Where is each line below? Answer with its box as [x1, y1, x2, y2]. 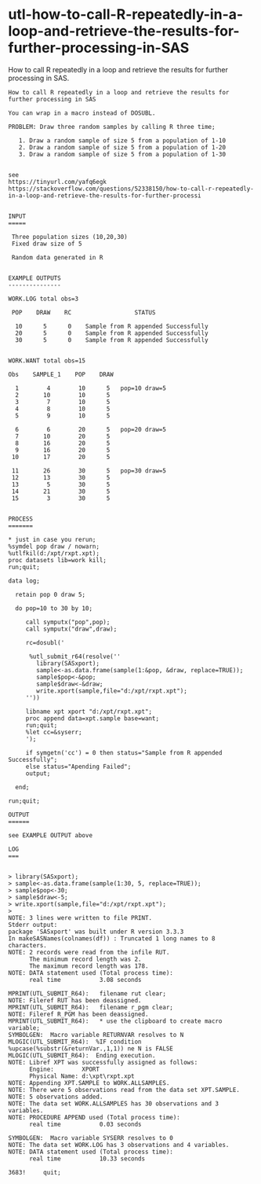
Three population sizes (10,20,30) [11, 233, 128, 241]
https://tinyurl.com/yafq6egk [8, 178, 107, 186]
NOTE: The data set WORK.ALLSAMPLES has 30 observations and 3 [8, 1099, 219, 1108]
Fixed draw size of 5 [11, 240, 82, 248]
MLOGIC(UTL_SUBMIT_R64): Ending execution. [8, 1051, 156, 1059]
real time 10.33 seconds [28, 1154, 146, 1163]
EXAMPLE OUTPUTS [8, 274, 61, 282]
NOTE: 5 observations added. [8, 1093, 103, 1101]
